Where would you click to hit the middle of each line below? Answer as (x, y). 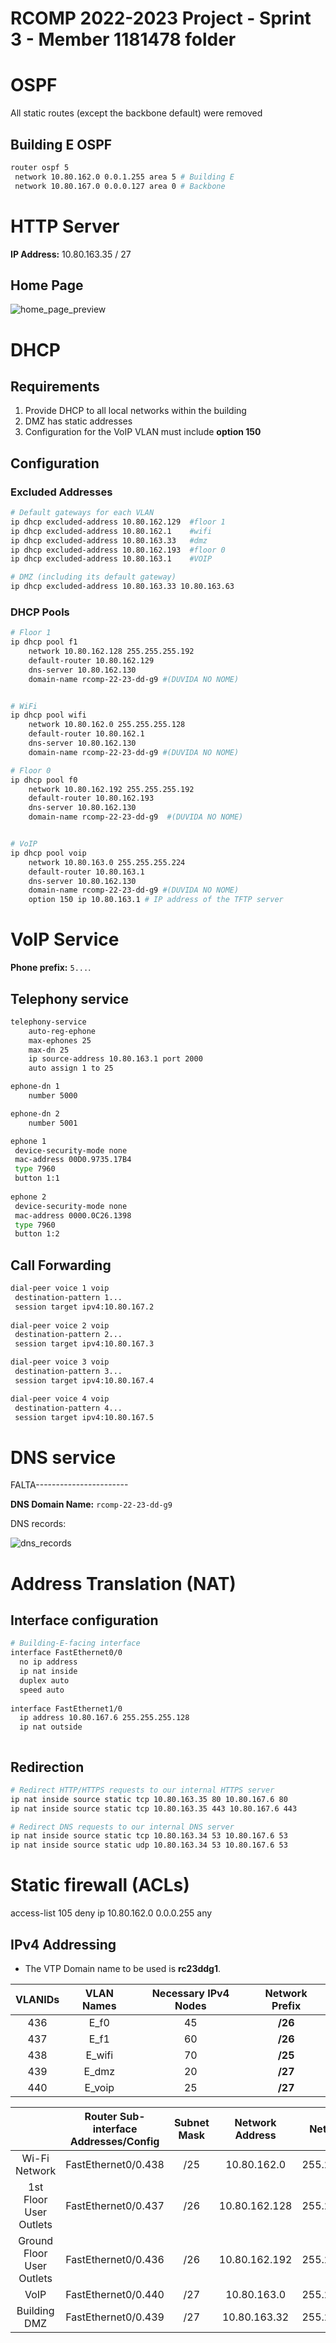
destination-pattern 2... (68, 1335)
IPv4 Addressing (63, 1944)
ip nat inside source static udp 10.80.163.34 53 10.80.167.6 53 (149, 1845)
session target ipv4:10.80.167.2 (84, 1307)
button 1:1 (37, 1178)
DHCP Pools (40, 612)
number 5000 (53, 1096)
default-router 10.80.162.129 (91, 660)
